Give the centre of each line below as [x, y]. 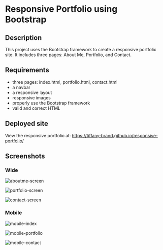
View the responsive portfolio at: [38, 135]
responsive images [31, 97]
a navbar [21, 87]
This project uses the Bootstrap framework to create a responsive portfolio [81, 49]
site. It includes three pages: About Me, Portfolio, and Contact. [68, 55]
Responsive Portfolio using [61, 9]
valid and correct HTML [36, 108]
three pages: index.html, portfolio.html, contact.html [65, 82]
